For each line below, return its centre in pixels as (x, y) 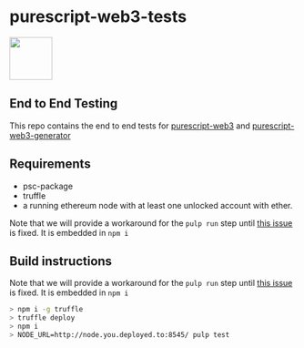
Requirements (50, 164)
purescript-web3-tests (98, 17)
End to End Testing (64, 103)
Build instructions (61, 261)
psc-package (48, 186)
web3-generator (40, 135)
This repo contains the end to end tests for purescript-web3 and (130, 126)
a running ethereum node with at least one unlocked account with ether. (157, 205)
